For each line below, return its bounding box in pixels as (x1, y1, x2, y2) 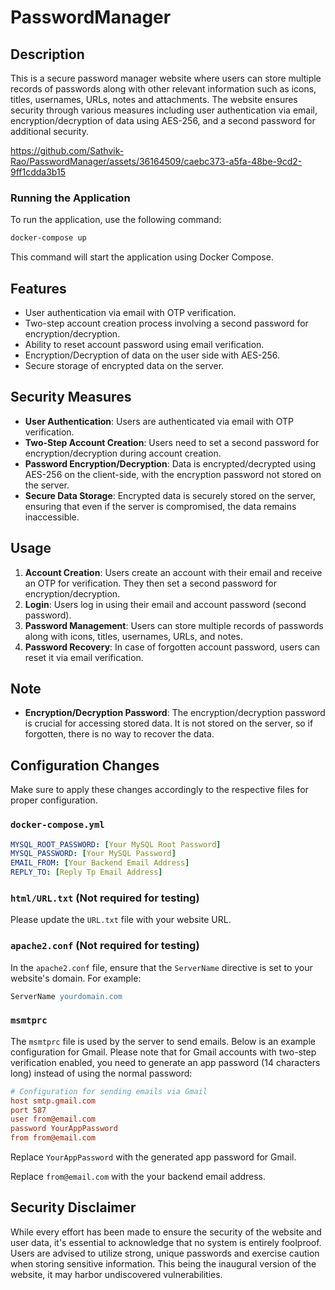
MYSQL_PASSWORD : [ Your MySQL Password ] (10, 849, 177, 859)
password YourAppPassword (10, 1124, 118, 1134)
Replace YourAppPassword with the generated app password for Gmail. (10, 1151, 297, 1163)
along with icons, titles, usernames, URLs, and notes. (24, 630, 244, 642)
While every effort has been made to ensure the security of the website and (10, 1226, 322, 1238)
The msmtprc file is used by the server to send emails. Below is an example (10, 1035, 316, 1047)
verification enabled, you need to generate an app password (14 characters (10, 1056, 321, 1068)
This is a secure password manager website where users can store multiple (10, 72, 322, 84)
